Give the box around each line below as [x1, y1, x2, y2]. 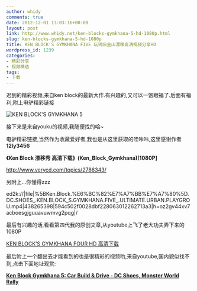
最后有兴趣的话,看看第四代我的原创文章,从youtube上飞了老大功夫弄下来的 [6, 221, 185, 228]
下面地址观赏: [23, 260, 56, 267]
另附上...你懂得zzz [6, 179, 51, 186]
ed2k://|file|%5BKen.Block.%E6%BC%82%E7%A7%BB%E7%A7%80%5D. [6, 190, 189, 198]
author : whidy [6, 8, 41, 15]
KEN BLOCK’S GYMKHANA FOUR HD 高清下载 [6, 240, 120, 247]
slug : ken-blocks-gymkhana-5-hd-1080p [6, 36, 102, 42]
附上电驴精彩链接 [12, 99, 55, 106]
